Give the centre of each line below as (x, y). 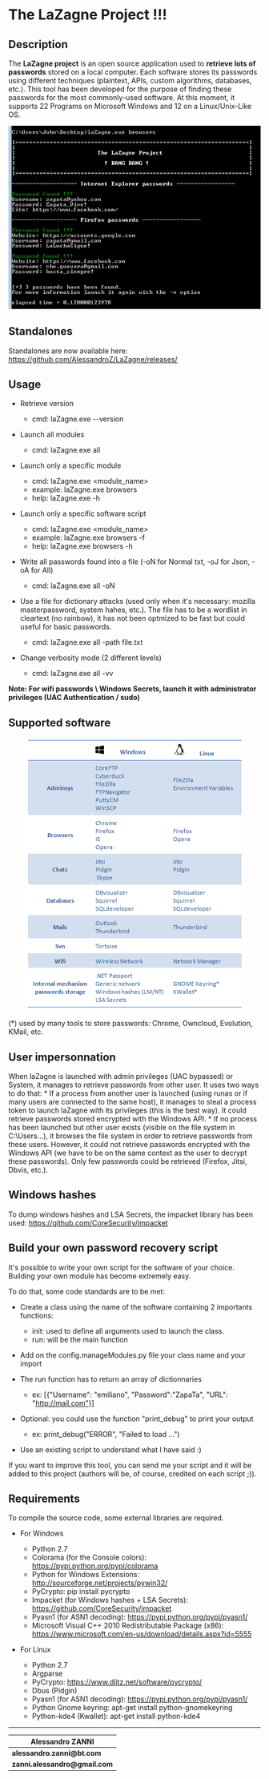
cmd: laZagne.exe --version (78, 419)
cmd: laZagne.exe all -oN (73, 586)
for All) (42, 570)
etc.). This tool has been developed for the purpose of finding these (120, 89)
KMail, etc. (26, 1032)
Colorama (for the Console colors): (89, 1558)
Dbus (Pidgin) (54, 1691)
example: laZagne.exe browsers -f (88, 537)
